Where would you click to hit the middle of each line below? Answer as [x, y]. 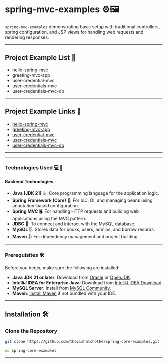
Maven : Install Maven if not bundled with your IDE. [64, 293]
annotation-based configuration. [46, 205]
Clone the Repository [31, 331]
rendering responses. [27, 37]
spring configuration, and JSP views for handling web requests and [74, 32]
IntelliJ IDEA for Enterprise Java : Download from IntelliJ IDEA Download [87, 282]
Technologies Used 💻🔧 [34, 168]
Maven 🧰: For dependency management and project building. [76, 236]
